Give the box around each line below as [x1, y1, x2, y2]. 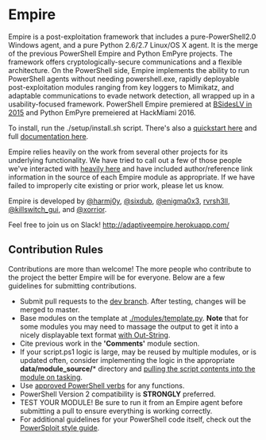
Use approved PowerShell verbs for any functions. [19, 380, 185, 390]
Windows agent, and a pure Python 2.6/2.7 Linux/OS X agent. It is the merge [8, 40, 258, 49]
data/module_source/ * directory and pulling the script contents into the [19, 364, 256, 373]
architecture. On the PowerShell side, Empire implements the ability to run [8, 65, 250, 75]
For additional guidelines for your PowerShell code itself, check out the [19, 415, 252, 424]
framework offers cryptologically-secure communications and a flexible [8, 57, 242, 67]
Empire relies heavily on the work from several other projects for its [8, 147, 229, 156]
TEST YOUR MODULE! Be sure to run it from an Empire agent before [19, 397, 244, 407]
